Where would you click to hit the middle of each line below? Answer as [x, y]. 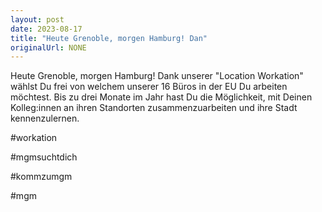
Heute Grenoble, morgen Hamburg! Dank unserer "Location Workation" [157, 76]
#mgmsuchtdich [44, 157]
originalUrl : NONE [48, 47]
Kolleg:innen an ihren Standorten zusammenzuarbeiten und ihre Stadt [154, 108]
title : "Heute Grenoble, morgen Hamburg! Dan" [109, 38]
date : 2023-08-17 [46, 29]
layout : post [37, 19]
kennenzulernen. [45, 118]
